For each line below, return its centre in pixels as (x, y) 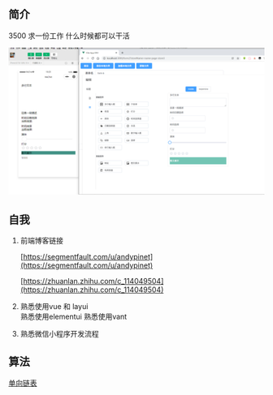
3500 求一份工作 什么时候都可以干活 (69, 36)
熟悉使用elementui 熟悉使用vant (74, 317)
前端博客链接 (41, 241)
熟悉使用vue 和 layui (54, 307)
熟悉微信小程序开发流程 (59, 334)
